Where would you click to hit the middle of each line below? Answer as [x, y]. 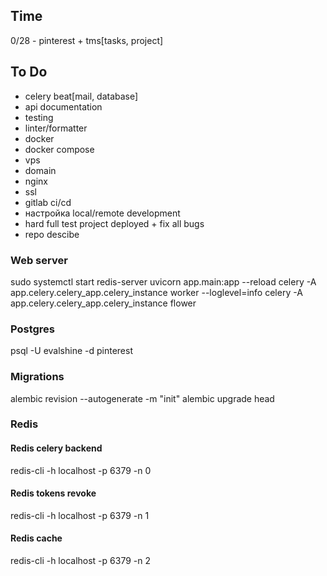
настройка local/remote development [102, 213]
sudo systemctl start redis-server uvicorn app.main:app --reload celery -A [163, 281]
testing [39, 117]
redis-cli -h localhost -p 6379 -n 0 [81, 470]
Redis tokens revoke [53, 493]
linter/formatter [56, 128]
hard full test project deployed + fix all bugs [114, 223]
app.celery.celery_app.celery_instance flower [103, 303]
